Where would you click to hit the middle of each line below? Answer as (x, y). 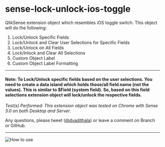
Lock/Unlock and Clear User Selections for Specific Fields (71, 42)
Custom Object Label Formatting (45, 63)
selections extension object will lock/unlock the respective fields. (74, 95)
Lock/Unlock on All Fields (38, 48)
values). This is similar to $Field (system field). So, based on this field (77, 90)
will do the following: (26, 27)
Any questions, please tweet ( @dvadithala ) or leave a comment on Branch (80, 121)
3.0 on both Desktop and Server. (38, 111)
